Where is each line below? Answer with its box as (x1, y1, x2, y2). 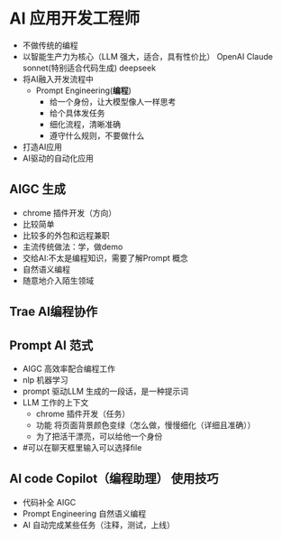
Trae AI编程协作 (9, 304, 98, 320)
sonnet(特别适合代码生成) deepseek (22, 62, 156, 73)
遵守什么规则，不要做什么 (49, 130, 145, 141)
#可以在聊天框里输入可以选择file (22, 441, 142, 452)
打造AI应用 (22, 141, 63, 152)
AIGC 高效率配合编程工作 (22, 363, 115, 374)
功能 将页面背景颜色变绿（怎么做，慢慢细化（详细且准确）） (35, 419, 256, 430)
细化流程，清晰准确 (49, 118, 122, 129)
